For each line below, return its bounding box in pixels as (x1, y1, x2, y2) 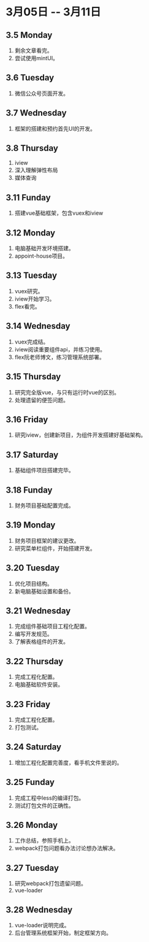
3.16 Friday (6, 414, 48, 424)
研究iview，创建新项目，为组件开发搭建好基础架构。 (14, 431, 147, 438)
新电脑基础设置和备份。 (14, 588, 74, 595)
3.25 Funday (6, 777, 55, 787)
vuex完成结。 (14, 338, 49, 345)
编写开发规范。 (14, 630, 53, 638)
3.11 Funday (6, 192, 51, 202)
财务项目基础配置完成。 (14, 502, 74, 509)
